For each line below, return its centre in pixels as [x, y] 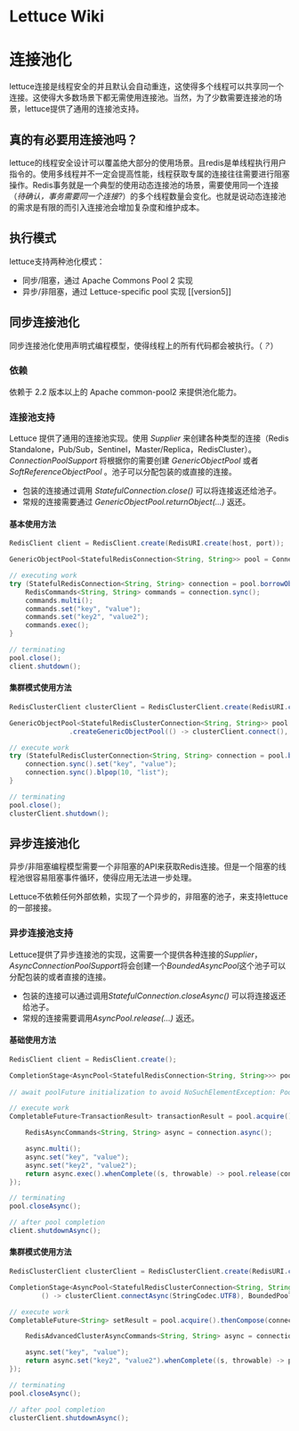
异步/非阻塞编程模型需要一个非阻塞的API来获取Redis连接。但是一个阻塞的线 [148, 866]
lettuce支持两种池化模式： [57, 261]
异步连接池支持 [41, 933]
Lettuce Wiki [57, 17]
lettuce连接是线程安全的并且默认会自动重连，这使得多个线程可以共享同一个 [147, 87]
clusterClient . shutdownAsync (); [69, 1418]
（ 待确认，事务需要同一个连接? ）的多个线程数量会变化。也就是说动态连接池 [148, 196]
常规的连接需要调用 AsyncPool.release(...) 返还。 [110, 1018]
